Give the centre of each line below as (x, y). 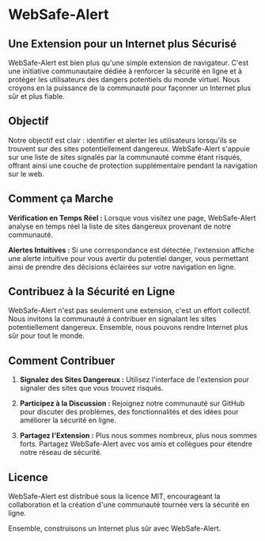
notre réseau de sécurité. (61, 452)
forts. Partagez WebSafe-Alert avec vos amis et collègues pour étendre (136, 444)
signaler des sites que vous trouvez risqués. (91, 388)
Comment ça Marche (61, 199)
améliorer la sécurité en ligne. (68, 420)
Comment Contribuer (62, 360)
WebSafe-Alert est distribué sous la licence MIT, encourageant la (114, 497)
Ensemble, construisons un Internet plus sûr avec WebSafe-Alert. (115, 528)
